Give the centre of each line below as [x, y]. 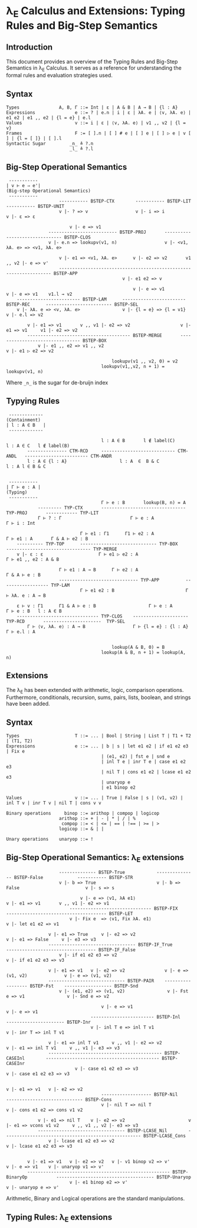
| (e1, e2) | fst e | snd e [135, 757]
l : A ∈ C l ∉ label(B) [38, 446]
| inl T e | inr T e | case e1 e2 [143, 762]
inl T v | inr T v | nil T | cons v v [54, 803]
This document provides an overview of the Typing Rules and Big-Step [92, 61]
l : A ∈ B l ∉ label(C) [138, 440]
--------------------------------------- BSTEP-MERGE [95, 336]
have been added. [28, 704]
